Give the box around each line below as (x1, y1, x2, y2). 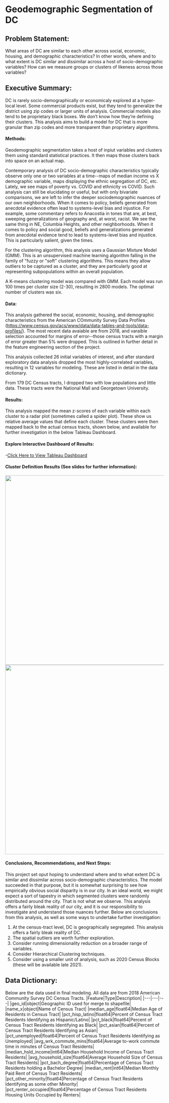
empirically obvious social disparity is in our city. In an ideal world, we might (5, 888, 163, 894)
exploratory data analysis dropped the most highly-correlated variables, (5, 359, 154, 365)
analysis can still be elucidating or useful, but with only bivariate (5, 189, 138, 195)
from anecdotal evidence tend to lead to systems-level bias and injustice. (5, 232, 157, 238)
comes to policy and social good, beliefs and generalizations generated (5, 226, 153, 233)
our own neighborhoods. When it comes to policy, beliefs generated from (5, 200, 157, 206)
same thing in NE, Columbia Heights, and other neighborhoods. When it (5, 221, 153, 227)
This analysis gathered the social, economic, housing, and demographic (5, 312, 154, 318)
